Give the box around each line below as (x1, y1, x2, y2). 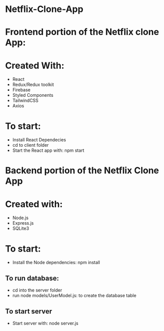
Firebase (12, 87, 31, 93)
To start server (5, 307, 52, 316)
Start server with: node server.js (12, 320, 79, 326)
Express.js (12, 220, 34, 226)
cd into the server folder (12, 287, 62, 293)
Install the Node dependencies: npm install (12, 260, 101, 266)
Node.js (12, 215, 29, 221)
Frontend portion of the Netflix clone (5, 26, 160, 38)
